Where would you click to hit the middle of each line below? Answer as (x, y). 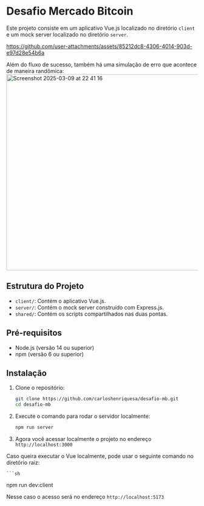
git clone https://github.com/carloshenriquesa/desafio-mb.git (97, 399)
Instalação (27, 373)
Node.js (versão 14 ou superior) (55, 347)
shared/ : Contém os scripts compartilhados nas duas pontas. (91, 314)
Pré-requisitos (34, 333)
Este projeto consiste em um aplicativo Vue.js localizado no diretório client (101, 28)
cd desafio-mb (33, 405)
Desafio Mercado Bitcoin (70, 11)
